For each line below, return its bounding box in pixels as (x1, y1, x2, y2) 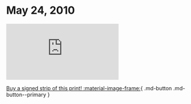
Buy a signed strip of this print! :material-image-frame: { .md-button (6, 84, 172, 91)
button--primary (6, 91, 47, 98)
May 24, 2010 (6, 4, 75, 17)
